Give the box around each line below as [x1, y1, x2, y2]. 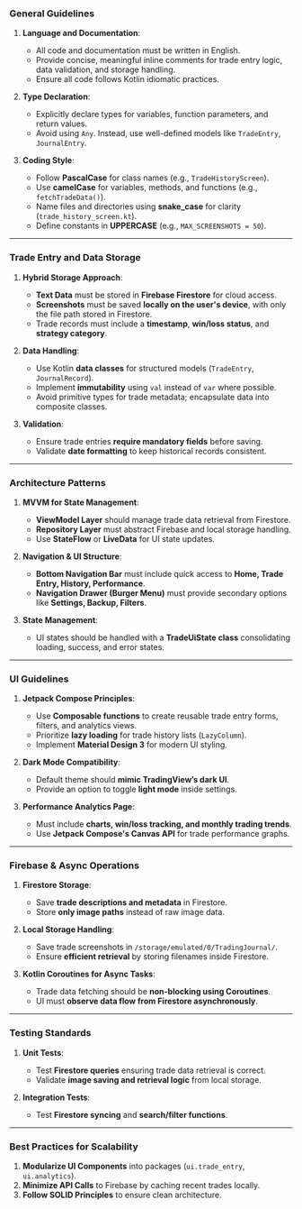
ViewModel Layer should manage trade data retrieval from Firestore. [35, 514, 291, 525]
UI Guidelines [9, 673, 69, 685]
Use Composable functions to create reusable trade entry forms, [35, 710, 279, 721]
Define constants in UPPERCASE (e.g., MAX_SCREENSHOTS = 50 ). [35, 220, 267, 232]
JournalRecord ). [35, 372, 94, 383]
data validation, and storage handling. [35, 64, 176, 75]
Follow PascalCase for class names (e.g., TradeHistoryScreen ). [35, 172, 270, 183]
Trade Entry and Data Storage [9, 252, 141, 264]
